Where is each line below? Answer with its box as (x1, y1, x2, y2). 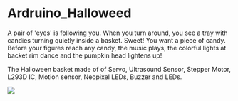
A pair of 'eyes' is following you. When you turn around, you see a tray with (7, 28, 228, 37)
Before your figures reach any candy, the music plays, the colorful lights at (7, 43, 227, 52)
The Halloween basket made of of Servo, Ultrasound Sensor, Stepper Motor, (7, 65, 232, 73)
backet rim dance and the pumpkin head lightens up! (7, 51, 162, 60)
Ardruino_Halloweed (7, 5, 132, 21)
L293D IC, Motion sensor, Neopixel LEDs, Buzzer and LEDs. (7, 73, 182, 81)
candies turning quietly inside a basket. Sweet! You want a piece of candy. (7, 36, 226, 44)
